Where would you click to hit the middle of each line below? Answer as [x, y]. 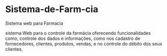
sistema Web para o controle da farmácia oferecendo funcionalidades [78, 33]
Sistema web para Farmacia [34, 23]
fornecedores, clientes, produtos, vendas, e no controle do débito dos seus [84, 43]
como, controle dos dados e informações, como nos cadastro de [73, 38]
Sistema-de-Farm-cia [52, 9]
